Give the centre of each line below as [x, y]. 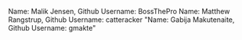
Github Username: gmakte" [52, 28]
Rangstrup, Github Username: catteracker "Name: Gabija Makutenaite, [121, 20]
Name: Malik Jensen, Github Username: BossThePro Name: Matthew [119, 11]
